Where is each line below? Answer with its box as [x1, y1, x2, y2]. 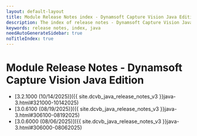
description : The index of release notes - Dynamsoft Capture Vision [6, 19, 180, 25]
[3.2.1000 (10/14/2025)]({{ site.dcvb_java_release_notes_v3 [14, 93, 158, 100]
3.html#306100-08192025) [14, 111, 80, 118]
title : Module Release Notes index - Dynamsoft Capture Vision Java [6, 14, 177, 20]
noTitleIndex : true [6, 36, 54, 42]
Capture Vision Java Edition [6, 74, 144, 87]
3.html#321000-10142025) [14, 99, 79, 106]
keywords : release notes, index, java [6, 25, 101, 31]
